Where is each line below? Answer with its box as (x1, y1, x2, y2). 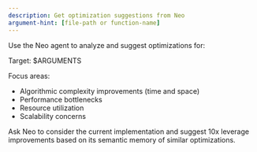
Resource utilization (19, 103, 84, 113)
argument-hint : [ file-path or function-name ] (8, 19, 160, 27)
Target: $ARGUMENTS (8, 56, 82, 65)
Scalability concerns (19, 111, 87, 120)
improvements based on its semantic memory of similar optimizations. (8, 135, 236, 144)
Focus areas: (8, 71, 50, 80)
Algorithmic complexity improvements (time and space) (19, 86, 199, 95)
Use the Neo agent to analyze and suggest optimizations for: (8, 40, 206, 50)
